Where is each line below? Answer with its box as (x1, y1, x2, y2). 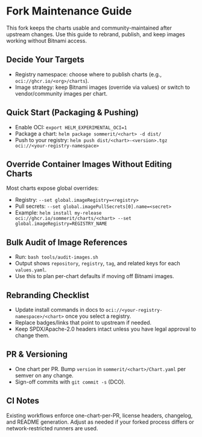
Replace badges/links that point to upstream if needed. (14, 319, 152, 326)
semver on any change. (14, 372, 74, 379)
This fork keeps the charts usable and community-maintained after (6, 24, 172, 31)
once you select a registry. (65, 312, 131, 320)
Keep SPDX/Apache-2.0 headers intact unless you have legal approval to (14, 325, 197, 332)
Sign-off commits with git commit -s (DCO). (14, 378, 125, 385)
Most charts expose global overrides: (6, 184, 99, 192)
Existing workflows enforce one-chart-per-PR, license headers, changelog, (6, 412, 193, 419)
